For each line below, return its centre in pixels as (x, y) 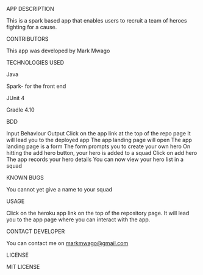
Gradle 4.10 (20, 110)
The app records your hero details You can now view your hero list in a (95, 159)
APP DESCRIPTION (30, 9)
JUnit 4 (16, 98)
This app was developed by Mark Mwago (58, 51)
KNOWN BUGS (25, 177)
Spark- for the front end (36, 86)
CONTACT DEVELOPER (36, 231)
